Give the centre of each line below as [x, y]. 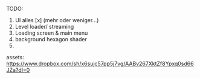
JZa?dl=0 [18, 70]
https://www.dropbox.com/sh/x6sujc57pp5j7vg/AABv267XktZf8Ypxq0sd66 [100, 63]
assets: [15, 57]
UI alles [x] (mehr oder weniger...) [57, 20]
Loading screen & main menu [51, 33]
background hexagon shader [51, 39]
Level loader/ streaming [44, 27]
